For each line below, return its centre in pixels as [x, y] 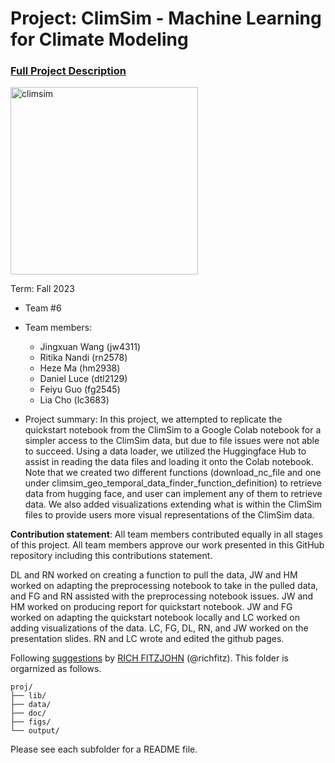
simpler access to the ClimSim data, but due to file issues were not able [172, 441]
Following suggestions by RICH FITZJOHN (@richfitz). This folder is [149, 658]
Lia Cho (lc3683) [74, 400]
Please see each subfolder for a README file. [104, 749]
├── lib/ [28, 696]
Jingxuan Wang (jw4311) [90, 347]
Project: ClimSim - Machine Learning [166, 18]
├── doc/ [28, 713]
